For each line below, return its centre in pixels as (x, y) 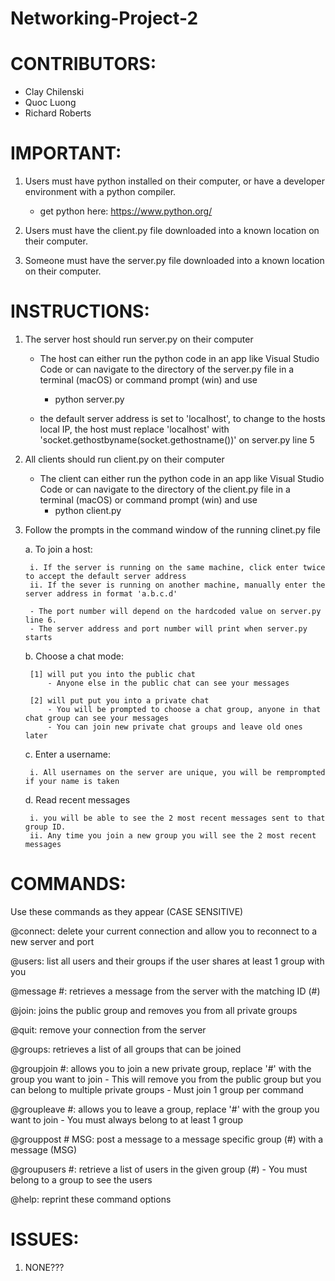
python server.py (89, 399)
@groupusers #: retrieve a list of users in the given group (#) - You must (159, 1169)
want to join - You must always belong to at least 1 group (127, 1119)
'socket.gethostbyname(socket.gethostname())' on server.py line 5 (177, 440)
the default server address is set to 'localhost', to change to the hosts (182, 418)
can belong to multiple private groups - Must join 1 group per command (157, 1089)
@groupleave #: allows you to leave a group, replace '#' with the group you (165, 1109)
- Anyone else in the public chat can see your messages (168, 683)
